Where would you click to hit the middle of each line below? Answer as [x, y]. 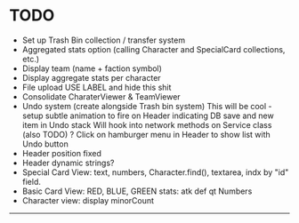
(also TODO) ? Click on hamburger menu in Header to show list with [146, 134]
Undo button [45, 144]
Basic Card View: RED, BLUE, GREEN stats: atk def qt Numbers [137, 191]
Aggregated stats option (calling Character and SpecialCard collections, [154, 49]
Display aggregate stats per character [92, 77]
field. [32, 181]
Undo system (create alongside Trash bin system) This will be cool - [147, 106]
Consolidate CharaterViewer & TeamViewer [101, 96]
